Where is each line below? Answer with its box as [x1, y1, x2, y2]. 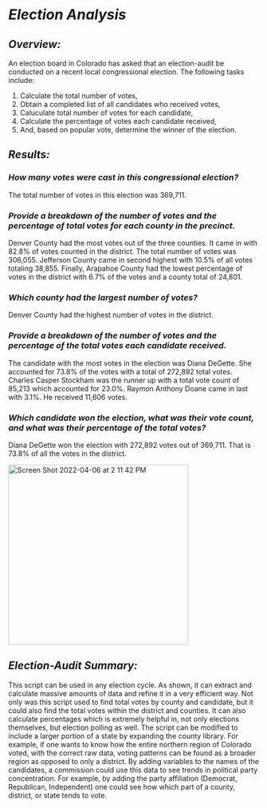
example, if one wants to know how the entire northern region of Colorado [8, 739, 252, 749]
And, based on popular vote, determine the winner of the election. [19, 125, 237, 134]
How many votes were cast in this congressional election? [8, 172, 239, 183]
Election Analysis [8, 6, 127, 24]
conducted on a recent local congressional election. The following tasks [8, 67, 245, 77]
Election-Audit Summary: [8, 659, 138, 672]
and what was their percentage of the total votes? [8, 422, 206, 433]
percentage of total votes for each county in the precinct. [8, 220, 236, 231]
